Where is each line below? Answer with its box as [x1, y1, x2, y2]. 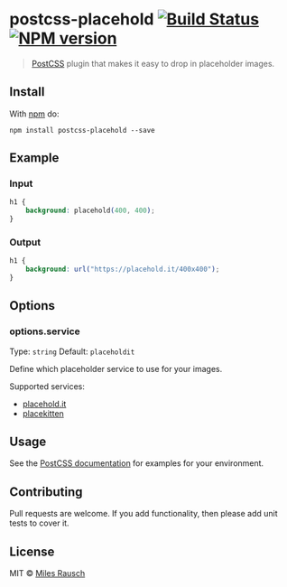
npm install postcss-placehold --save [9, 126, 155, 135]
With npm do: [9, 108, 60, 119]
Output [9, 236, 42, 248]
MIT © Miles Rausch [9, 568, 86, 579]
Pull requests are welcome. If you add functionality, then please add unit [9, 508, 278, 519]
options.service [9, 325, 81, 338]
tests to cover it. [9, 517, 69, 528]
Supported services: [9, 380, 86, 392]
